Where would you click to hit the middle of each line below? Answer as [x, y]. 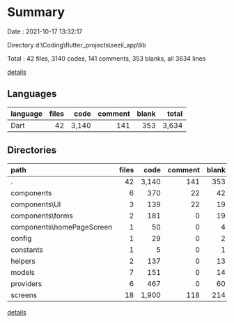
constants [27, 250]
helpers [23, 261]
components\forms [42, 216]
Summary [36, 12]
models [23, 272]
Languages [32, 94]
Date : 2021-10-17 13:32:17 [45, 31]
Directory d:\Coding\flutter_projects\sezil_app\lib [77, 45]
